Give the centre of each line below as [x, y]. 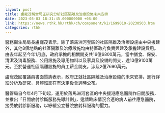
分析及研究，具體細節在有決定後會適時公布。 [54, 83]
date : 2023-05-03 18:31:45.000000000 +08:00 [51, 19]
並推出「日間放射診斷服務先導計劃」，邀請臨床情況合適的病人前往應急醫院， [82, 99]
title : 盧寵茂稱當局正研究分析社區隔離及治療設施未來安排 [57, 14]
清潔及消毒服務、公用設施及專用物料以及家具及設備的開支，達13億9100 [77, 60]
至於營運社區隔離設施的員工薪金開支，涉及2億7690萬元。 [72, 67]
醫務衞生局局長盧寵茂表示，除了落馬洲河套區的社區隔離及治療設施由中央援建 [82, 42]
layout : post [18, 9]
